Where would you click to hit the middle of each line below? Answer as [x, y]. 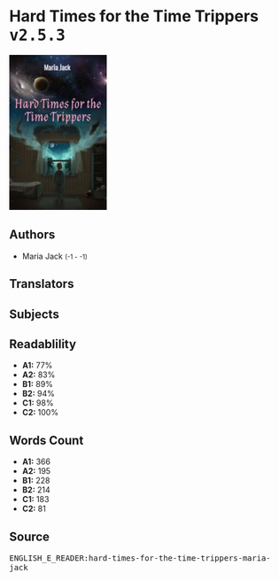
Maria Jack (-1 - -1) [55, 256]
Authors [32, 235]
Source [30, 536]
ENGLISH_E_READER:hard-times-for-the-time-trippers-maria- [140, 558]
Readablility [43, 344]
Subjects [34, 314]
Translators [42, 284]
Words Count [46, 440]
